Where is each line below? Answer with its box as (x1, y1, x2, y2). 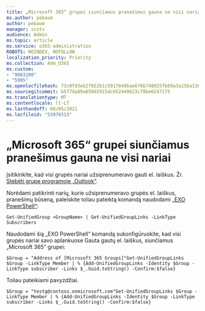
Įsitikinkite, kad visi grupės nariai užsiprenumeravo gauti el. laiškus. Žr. (6, 171, 183, 178)
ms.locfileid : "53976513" (6, 111, 72, 118)
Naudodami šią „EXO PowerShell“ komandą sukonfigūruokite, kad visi (6, 230, 181, 238)
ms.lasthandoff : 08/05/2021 (6, 105, 78, 112)
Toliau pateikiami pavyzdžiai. (6, 277, 79, 284)
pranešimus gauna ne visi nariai (6, 151, 171, 165)
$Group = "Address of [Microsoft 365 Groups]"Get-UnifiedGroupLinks (6, 255, 184, 261)
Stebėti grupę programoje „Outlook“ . (6, 178, 98, 185)
